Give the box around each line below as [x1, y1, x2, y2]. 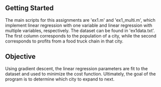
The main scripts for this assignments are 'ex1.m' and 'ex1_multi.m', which [5, 17, 156, 23]
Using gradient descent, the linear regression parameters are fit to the [5, 65, 148, 71]
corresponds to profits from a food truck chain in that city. [5, 38, 124, 44]
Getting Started [5, 4, 54, 12]
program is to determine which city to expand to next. [5, 76, 115, 82]
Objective [5, 52, 36, 61]
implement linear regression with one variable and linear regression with [5, 22, 153, 28]
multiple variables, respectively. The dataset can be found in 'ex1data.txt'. [5, 27, 155, 34]
